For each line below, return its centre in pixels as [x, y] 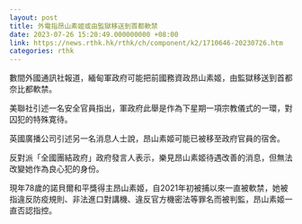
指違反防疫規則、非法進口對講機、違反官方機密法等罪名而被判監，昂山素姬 [147, 200]
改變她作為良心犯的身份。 [57, 169]
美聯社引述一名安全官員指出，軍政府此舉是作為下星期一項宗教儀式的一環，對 [151, 108]
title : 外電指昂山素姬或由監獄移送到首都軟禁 [84, 26]
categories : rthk [42, 51]
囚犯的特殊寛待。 [41, 120]
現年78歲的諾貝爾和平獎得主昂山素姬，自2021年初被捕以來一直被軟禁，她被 [149, 188]
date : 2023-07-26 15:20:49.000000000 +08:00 [94, 34]
